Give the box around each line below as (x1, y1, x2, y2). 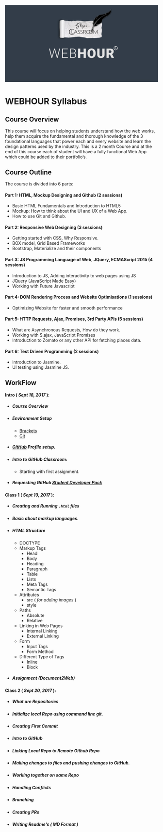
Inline (26, 659, 38, 665)
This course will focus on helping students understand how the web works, (5, 128, 155, 134)
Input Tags (26, 643, 48, 649)
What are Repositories (12, 699, 59, 705)
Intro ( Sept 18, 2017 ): (5, 392, 50, 398)
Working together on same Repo (12, 772, 79, 778)
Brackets (19, 428, 37, 434)
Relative (26, 617, 43, 623)
